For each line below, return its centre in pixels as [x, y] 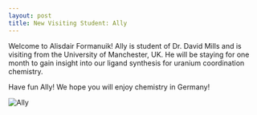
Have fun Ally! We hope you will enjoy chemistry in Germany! [109, 87]
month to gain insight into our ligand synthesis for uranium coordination [126, 63]
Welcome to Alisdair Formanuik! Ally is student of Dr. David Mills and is [125, 46]
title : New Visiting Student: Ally [68, 23]
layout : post [30, 16]
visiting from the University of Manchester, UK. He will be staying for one [129, 54]
